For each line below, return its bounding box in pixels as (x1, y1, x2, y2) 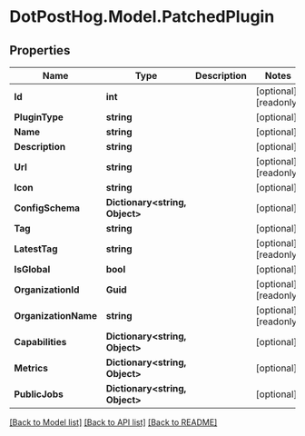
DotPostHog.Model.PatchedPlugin (9, 6, 275, 27)
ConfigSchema (14, 202, 80, 214)
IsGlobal (14, 263, 51, 275)
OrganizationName (14, 310, 98, 322)
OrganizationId (14, 283, 80, 296)
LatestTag (14, 243, 58, 255)
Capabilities (14, 336, 67, 348)
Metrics (14, 362, 48, 374)
